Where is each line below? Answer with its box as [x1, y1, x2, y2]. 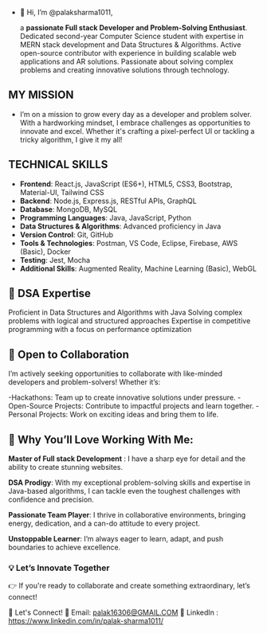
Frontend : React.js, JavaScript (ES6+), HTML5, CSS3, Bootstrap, [19, 179, 233, 189]
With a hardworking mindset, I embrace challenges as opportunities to [19, 118, 251, 127]
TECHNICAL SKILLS [8, 158, 108, 171]
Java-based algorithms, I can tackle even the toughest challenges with [8, 486, 241, 496]
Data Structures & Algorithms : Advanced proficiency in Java [19, 221, 222, 231]
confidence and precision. [8, 494, 94, 505]
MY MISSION [8, 88, 74, 102]
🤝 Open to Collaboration [8, 347, 129, 361]
